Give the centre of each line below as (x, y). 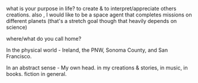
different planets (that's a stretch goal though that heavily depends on (92, 21)
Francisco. (19, 56)
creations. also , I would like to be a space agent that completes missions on (99, 15)
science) (17, 27)
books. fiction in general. (36, 74)
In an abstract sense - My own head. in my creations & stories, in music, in (97, 68)
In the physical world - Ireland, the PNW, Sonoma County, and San (87, 50)
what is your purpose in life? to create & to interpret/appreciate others (91, 9)
